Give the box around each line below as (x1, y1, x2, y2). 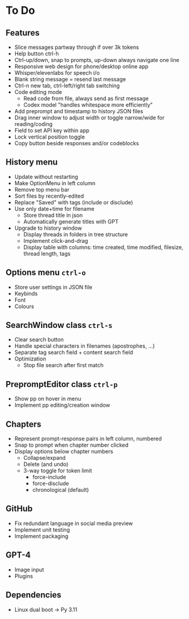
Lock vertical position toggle (14, 133, 85, 140)
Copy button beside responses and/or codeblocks (14, 140, 139, 146)
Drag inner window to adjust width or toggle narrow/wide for (14, 114, 165, 121)
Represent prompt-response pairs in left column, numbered (14, 435, 162, 442)
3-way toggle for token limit (23, 467, 93, 474)
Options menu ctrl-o (5, 268, 86, 278)
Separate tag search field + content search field (14, 349, 134, 356)
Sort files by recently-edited (14, 192, 84, 200)
